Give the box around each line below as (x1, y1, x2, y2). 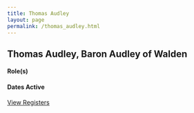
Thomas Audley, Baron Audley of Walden (7, 48, 188, 60)
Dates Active (7, 83, 45, 91)
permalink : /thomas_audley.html (7, 23, 100, 29)
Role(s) (7, 67, 29, 75)
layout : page (7, 16, 45, 23)
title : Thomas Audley (7, 10, 70, 17)
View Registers (7, 98, 50, 106)
